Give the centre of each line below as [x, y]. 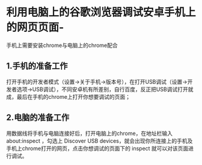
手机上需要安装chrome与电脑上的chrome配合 [62, 45]
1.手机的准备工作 [37, 66]
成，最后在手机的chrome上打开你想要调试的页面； [69, 96]
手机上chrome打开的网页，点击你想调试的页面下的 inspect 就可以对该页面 [97, 148]
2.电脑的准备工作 [38, 118]
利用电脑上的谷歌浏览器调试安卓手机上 [101, 12]
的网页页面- [35, 27]
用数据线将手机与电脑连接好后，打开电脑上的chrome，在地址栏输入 [90, 133]
